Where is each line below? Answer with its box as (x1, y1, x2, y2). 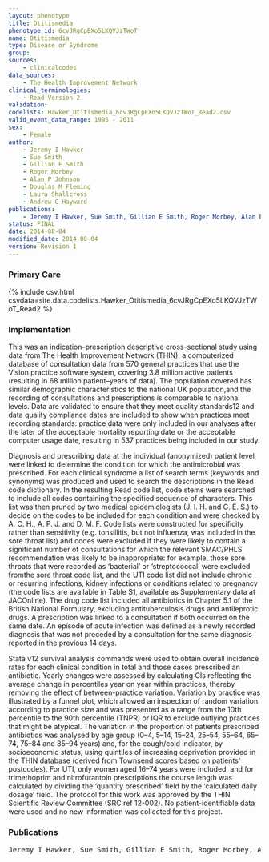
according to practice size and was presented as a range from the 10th (8, 705, 242, 715)
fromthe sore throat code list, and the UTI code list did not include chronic (8, 570, 252, 580)
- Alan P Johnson (22, 175, 81, 184)
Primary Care (8, 269, 62, 280)
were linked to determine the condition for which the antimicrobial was (8, 459, 241, 469)
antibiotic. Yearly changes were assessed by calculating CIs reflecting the (8, 671, 252, 680)
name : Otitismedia (8, 34, 70, 42)
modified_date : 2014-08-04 (8, 235, 98, 243)
